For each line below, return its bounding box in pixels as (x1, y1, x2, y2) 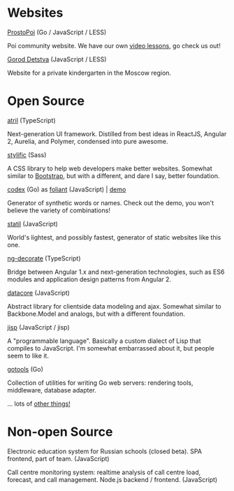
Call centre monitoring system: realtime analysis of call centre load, (7, 468, 201, 476)
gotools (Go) (7, 365, 43, 373)
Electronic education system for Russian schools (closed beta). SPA (7, 447, 203, 455)
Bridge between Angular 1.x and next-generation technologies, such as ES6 (7, 268, 225, 276)
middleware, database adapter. (7, 386, 96, 394)
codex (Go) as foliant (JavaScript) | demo (7, 185, 126, 193)
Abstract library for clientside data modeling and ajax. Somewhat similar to (7, 302, 221, 310)
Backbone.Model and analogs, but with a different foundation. (7, 309, 185, 318)
